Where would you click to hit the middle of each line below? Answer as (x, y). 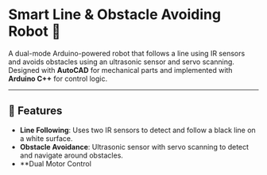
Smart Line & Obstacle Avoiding (114, 15)
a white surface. (46, 138)
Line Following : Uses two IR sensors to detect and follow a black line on (137, 130)
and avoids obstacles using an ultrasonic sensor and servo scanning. (121, 62)
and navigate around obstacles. (71, 155)
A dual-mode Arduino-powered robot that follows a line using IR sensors (127, 53)
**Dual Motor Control (55, 163)
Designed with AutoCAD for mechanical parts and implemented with (120, 70)
